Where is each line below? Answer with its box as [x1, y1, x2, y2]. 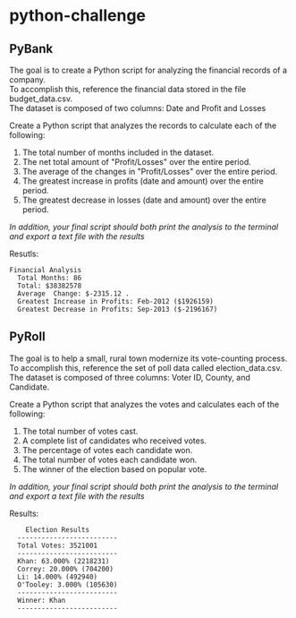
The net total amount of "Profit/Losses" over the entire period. [21, 157, 252, 167]
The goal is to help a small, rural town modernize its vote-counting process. [9, 353, 288, 364]
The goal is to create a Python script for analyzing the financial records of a [9, 64, 288, 75]
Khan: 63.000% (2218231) [17, 556, 110, 565]
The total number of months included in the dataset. [21, 147, 215, 158]
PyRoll [9, 329, 47, 345]
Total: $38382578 [17, 281, 82, 290]
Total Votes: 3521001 [17, 541, 98, 550]
